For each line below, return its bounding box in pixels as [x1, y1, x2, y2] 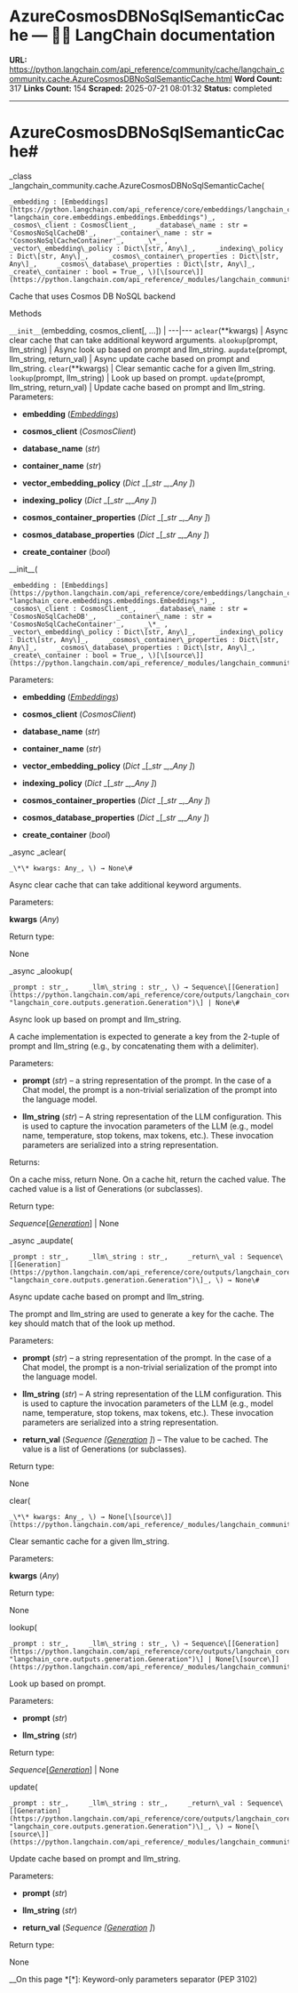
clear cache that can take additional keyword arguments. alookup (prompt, [9, 334, 278, 345]
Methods [9, 308, 43, 318]
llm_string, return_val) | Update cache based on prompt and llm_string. [9, 382, 266, 392]
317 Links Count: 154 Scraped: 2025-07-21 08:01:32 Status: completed [9, 83, 272, 93]
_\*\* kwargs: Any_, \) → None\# [9, 864, 133, 872]
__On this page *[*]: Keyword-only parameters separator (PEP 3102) [9, 1973, 258, 1984]
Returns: [9, 1156, 41, 1167]
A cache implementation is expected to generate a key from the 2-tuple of [9, 1031, 280, 1041]
